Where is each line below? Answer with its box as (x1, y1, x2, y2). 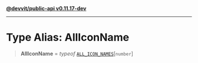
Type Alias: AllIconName (6, 31, 130, 44)
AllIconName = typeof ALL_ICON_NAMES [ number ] (20, 50, 134, 57)
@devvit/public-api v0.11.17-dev (6, 5, 87, 12)
